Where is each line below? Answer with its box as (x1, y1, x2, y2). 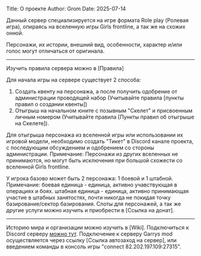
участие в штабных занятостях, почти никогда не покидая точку (6, 194, 171, 201)
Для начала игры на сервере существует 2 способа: (6, 76, 141, 83)
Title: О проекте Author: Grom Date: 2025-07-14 (6, 5, 126, 12)
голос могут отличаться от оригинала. (6, 47, 105, 55)
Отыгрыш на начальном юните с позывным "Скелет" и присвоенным (14, 107, 193, 114)
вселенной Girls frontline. (6, 163, 71, 170)
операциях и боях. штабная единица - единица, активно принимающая (6, 188, 189, 194)
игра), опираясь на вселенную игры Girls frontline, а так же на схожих (6, 23, 185, 30)
